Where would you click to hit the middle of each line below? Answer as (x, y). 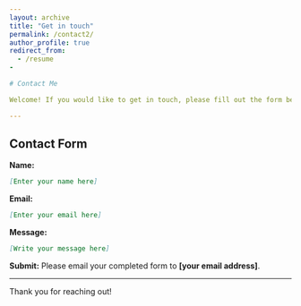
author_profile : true (50, 42)
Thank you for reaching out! (60, 292)
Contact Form (48, 144)
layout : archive (39, 17)
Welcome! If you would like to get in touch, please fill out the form (146, 99)
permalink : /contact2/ (52, 34)
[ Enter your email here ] (56, 216)
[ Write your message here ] (60, 249)
